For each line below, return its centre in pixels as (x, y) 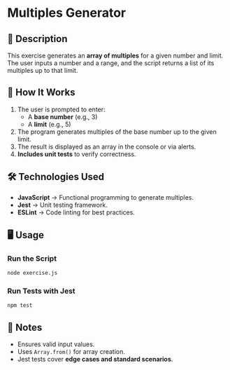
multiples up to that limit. (43, 70)
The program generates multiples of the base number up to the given (117, 132)
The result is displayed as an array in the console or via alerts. (107, 146)
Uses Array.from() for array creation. (71, 352)
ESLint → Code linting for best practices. (76, 212)
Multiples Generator (67, 13)
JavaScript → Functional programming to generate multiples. (106, 197)
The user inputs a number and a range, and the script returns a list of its (111, 63)
